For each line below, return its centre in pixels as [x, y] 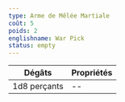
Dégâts [38, 73]
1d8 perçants [38, 87]
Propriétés [92, 73]
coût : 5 [21, 23]
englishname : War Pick [46, 38]
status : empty [32, 46]
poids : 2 [23, 31]
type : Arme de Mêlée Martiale [59, 16]
